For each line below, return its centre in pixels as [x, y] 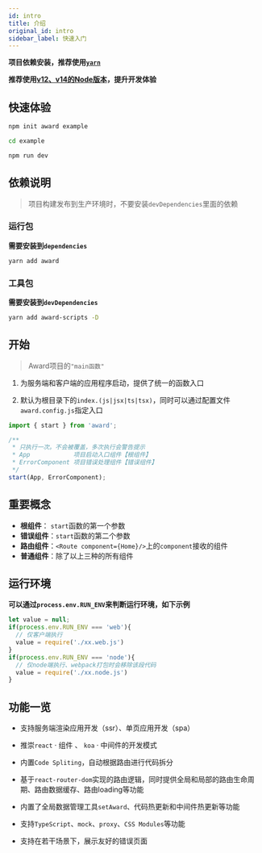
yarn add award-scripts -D [54, 317]
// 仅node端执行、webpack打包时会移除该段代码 [86, 665]
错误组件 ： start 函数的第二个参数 [75, 535]
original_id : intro [41, 31]
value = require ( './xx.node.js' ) [72, 672]
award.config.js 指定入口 [61, 410]
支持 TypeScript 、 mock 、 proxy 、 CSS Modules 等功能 [102, 824]
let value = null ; [39, 620]
